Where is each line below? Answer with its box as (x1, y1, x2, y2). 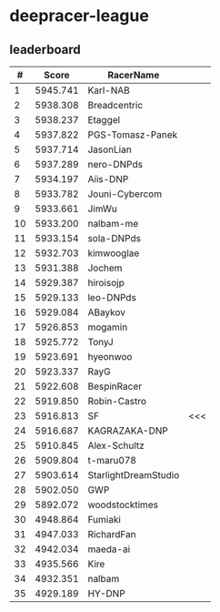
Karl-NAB (87, 84, 130, 97)
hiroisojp (87, 277, 125, 289)
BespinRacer (87, 380, 143, 393)
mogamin (87, 321, 128, 333)
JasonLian (87, 143, 132, 156)
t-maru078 (87, 454, 136, 466)
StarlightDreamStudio (87, 469, 180, 481)
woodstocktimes (87, 498, 159, 511)
